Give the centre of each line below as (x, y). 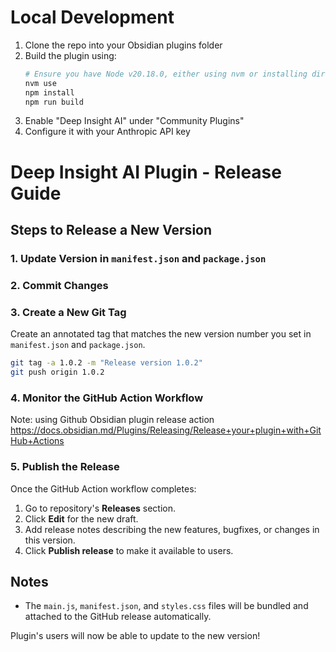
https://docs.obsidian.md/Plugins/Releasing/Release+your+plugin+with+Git (166, 430)
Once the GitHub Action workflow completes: (103, 488)
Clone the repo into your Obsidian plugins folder (123, 45)
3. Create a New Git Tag (68, 312)
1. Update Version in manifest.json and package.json (138, 258)
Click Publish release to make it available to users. (129, 550)
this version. (50, 540)
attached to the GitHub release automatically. (118, 617)
